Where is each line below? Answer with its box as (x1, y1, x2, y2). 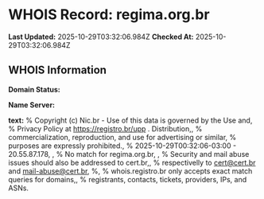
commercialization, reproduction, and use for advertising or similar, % (8, 132, 237, 142)
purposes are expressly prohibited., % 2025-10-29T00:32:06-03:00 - (8, 141, 237, 150)
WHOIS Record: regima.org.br (8, 6, 210, 24)
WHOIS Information (8, 64, 107, 77)
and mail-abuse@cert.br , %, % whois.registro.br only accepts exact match (8, 166, 253, 176)
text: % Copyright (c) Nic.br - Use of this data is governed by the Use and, (8, 115, 253, 125)
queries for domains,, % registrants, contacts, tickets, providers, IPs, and (8, 174, 247, 184)
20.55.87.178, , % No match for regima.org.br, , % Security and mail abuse (8, 149, 250, 158)
